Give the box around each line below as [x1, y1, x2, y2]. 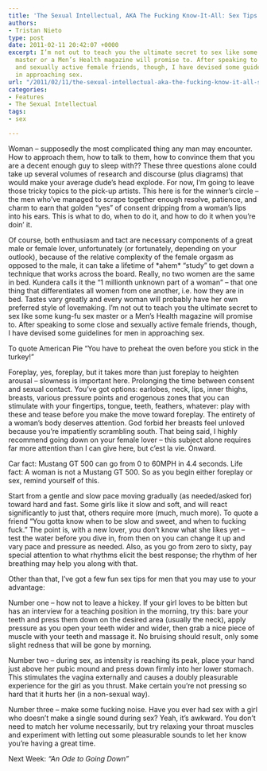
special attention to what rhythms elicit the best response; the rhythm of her [8, 550, 257, 560]
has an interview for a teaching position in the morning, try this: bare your [8, 606, 249, 616]
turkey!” [8, 351, 34, 362]
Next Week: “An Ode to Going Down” [8, 754, 130, 763]
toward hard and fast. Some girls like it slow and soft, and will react [8, 499, 228, 509]
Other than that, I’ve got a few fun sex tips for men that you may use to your [8, 574, 257, 583]
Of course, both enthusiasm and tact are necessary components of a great [8, 235, 253, 245]
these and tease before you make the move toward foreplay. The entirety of [8, 409, 256, 419]
